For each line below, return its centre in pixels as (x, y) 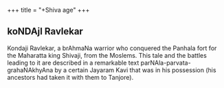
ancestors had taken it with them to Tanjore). (70, 77)
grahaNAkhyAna (30, 70)
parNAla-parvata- (166, 63)
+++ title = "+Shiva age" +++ (48, 10)
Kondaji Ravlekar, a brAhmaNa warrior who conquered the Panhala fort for (112, 48)
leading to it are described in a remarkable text (73, 63)
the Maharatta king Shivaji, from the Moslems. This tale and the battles (107, 55)
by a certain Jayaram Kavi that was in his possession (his (135, 70)
